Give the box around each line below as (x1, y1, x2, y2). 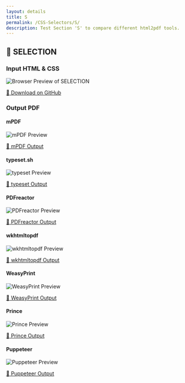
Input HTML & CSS (6, 64, 60, 72)
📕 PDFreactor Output (6, 219, 57, 226)
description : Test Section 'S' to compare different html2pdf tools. (6, 25, 180, 31)
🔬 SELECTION (6, 46, 57, 56)
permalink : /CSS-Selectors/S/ (6, 19, 80, 25)
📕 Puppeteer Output (6, 370, 55, 377)
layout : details (6, 8, 46, 15)
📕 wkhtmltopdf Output (6, 256, 60, 263)
